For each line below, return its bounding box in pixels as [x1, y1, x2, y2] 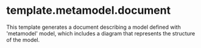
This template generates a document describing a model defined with [6, 23, 181, 31]
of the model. [6, 36, 40, 43]
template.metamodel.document [6, 4, 171, 17]
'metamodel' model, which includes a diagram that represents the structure [6, 29, 196, 37]
